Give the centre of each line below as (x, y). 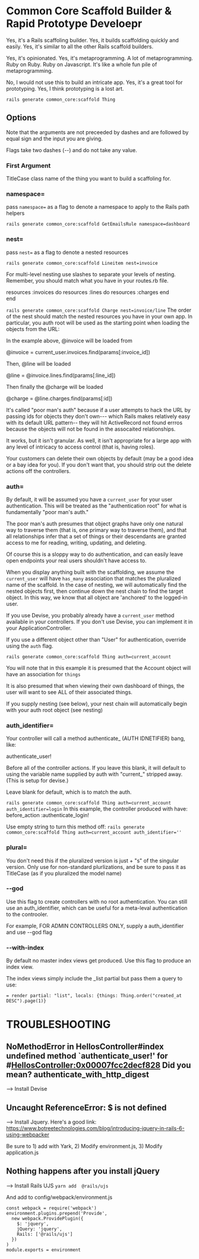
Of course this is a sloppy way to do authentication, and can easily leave (94, 554)
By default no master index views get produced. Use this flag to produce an (99, 961)
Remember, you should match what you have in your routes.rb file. (87, 280)
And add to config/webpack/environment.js (59, 1197)
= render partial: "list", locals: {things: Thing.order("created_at (94, 996)
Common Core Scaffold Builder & (89, 11)
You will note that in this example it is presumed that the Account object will (99, 668)
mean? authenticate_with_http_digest (78, 1074)
